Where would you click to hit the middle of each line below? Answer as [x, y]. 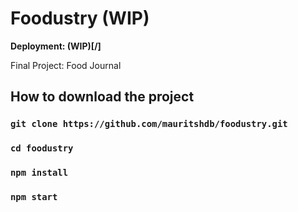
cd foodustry [42, 148]
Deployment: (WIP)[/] [56, 46]
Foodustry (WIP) [80, 18]
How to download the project [102, 97]
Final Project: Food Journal [66, 65]
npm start [34, 197]
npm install [39, 173]
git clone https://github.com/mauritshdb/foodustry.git [149, 124]
